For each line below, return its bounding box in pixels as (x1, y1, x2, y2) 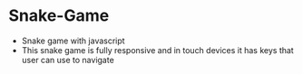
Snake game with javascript (21, 35, 125, 46)
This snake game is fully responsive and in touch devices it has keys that (21, 44, 294, 55)
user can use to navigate (21, 54, 114, 65)
